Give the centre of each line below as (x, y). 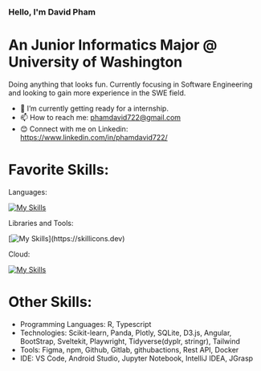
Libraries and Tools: (41, 223)
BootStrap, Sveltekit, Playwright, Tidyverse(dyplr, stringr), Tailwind (130, 341)
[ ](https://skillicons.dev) (67, 238)
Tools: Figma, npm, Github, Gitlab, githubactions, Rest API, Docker (129, 349)
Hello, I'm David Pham (52, 12)
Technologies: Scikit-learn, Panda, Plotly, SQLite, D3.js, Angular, (126, 333)
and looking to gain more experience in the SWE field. (97, 93)
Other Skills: (50, 302)
